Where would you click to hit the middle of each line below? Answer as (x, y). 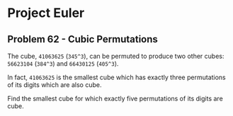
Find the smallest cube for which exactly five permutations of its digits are (115, 98)
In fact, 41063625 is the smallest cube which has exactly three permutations (117, 77)
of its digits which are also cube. (55, 85)
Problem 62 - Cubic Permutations (83, 39)
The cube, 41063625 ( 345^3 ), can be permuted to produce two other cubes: (116, 56)
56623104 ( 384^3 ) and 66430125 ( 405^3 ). (63, 64)
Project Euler (46, 13)
